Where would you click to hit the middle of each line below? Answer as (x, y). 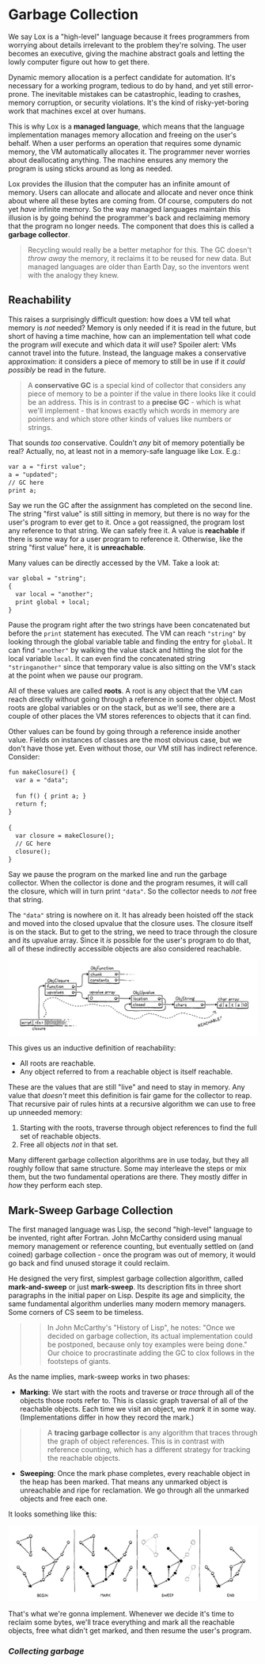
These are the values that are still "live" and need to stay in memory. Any (127, 1087)
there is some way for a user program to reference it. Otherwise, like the (126, 539)
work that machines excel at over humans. (77, 111)
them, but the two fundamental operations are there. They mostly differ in (128, 1177)
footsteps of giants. (79, 1362)
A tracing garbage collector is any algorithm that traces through (152, 1433)
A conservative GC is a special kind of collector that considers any (137, 385)
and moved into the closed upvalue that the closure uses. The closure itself (131, 923)
